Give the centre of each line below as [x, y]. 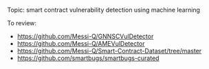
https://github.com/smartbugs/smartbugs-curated [88, 58]
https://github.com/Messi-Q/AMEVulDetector [81, 43]
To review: [22, 23]
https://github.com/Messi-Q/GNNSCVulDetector [85, 36]
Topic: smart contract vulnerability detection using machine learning [104, 10]
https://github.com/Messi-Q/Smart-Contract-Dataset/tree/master [109, 51]
